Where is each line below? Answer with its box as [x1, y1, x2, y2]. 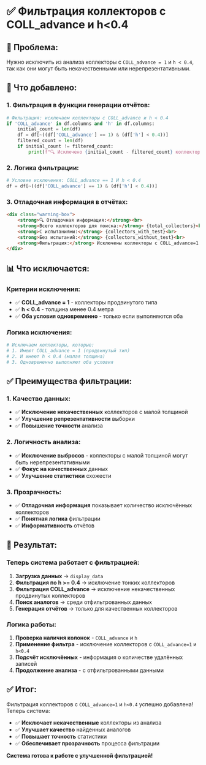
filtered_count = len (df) [17, 138, 84, 144]
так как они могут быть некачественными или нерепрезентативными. [6, 65, 191, 72]
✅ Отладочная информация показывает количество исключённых [15, 502, 193, 509]
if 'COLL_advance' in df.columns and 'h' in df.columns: [6, 121, 155, 127]
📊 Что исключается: [6, 263, 90, 274]
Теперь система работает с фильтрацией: [6, 559, 140, 567]
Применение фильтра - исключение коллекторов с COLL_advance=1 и [15, 641, 197, 648]
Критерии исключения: [6, 285, 81, 293]
